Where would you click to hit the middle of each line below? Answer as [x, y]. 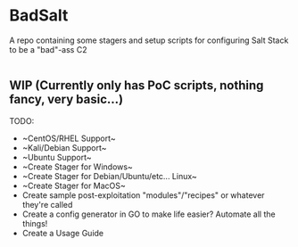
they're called [47, 204]
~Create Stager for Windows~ [78, 167]
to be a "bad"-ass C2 [48, 49]
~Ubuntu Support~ [57, 157]
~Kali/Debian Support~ [64, 147]
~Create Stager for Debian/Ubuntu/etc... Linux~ [110, 176]
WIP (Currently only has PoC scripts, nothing [137, 86]
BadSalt [39, 16]
